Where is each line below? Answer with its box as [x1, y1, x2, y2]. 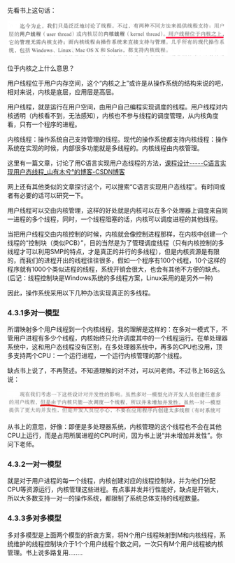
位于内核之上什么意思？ [7, 64, 75, 72]
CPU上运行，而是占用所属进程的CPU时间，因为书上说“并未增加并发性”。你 [7, 431, 222, 440]
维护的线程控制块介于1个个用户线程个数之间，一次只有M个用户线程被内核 [13, 539, 224, 548]
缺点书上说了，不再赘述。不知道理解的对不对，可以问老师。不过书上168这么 [7, 366, 226, 375]
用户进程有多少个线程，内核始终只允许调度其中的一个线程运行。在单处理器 [13, 334, 228, 343]
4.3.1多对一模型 [7, 307, 59, 317]
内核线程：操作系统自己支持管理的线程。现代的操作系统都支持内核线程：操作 [7, 135, 228, 143]
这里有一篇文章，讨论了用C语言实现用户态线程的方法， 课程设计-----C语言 [7, 159, 220, 167]
